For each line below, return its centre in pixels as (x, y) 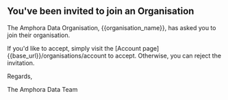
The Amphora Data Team (42, 89)
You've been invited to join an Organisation (101, 11)
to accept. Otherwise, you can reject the (164, 55)
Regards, (20, 76)
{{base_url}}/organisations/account (57, 55)
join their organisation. (39, 35)
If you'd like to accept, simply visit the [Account (74, 48)
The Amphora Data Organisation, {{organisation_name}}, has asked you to (112, 27)
